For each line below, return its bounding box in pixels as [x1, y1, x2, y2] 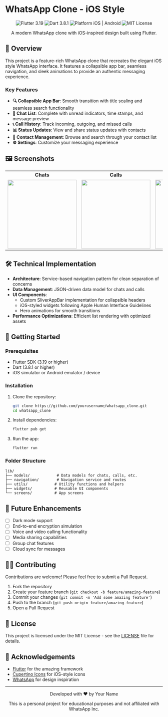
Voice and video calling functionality [12, 529, 87, 535]
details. [5, 638, 20, 644]
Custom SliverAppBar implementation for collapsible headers [19, 297, 146, 303]
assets [12, 318, 26, 324]
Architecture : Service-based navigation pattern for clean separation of [12, 276, 159, 282]
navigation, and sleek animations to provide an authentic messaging [5, 68, 145, 74]
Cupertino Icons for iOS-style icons [12, 671, 85, 677]
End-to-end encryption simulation [12, 523, 82, 529]
